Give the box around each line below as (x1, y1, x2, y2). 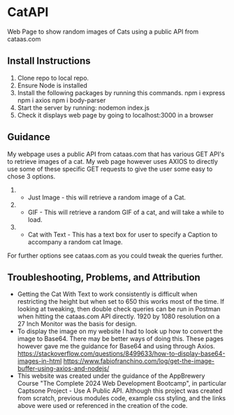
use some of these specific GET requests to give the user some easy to (7, 164, 213, 173)
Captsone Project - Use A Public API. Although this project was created (17, 386, 223, 395)
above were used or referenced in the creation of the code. (17, 402, 188, 410)
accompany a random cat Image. (27, 237, 124, 246)
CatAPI (7, 4, 49, 20)
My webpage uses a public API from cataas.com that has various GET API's (7, 150, 225, 158)
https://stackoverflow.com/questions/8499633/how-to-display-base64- (17, 349, 226, 358)
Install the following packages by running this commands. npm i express (17, 88, 226, 97)
